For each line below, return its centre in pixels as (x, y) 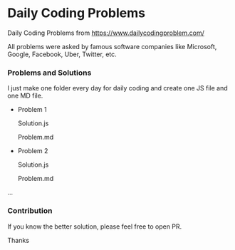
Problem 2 (33, 151)
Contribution (30, 211)
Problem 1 (32, 110)
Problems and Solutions (49, 73)
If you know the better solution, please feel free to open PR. (95, 226)
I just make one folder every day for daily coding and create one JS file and (117, 88)
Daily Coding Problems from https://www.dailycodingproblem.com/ (106, 33)
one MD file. (25, 96)
